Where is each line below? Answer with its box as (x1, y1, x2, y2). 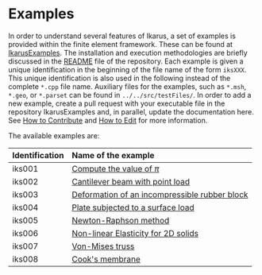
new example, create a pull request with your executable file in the (8, 99, 225, 108)
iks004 (12, 202, 39, 213)
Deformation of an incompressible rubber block (71, 188, 249, 199)
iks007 (12, 240, 39, 251)
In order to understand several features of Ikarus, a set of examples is (8, 31, 237, 41)
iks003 (12, 188, 39, 199)
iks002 (12, 176, 39, 187)
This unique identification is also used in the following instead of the (8, 73, 231, 83)
